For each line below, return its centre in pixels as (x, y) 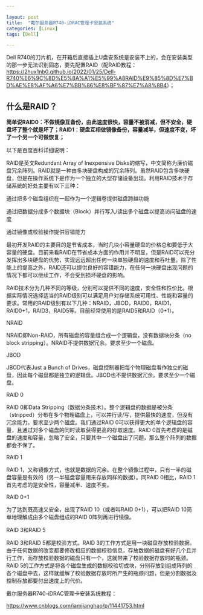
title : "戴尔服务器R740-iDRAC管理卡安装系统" (60, 23)
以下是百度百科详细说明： (38, 150)
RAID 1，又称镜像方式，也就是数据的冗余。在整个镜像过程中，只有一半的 (96, 470)
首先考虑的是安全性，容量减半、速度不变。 (59, 485)
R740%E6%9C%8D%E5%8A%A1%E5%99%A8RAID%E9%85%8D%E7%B (100, 78)
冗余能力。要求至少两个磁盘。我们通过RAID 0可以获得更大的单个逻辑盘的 (97, 422)
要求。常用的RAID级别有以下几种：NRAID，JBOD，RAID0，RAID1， (91, 303)
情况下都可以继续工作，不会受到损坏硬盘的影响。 (67, 275)
